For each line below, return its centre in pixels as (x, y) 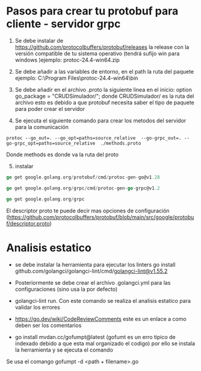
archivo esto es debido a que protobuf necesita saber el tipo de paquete (104, 102)
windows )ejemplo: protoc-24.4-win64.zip (67, 60)
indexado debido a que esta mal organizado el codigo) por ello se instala (105, 343)
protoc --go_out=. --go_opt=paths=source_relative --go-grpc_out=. (94, 138)
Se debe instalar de (39, 40)
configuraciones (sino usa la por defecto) (66, 289)
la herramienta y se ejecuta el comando (64, 350)
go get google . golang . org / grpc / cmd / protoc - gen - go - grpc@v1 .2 (83, 188)
